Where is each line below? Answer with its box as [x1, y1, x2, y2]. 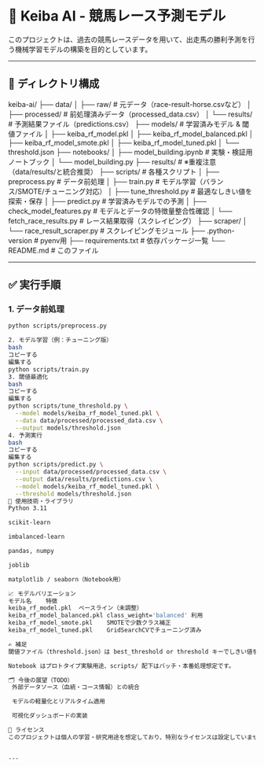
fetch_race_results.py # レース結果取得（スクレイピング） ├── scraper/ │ [8, 216, 247, 225]
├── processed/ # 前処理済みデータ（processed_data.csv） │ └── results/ [8, 109, 253, 119]
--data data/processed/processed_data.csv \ [15, 416, 163, 425]
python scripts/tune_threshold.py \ [8, 402, 128, 410]
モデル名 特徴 [8, 597, 57, 605]
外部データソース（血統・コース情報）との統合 [11, 684, 140, 691]
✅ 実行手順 [8, 278, 61, 292]
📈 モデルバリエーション [8, 589, 76, 598]
